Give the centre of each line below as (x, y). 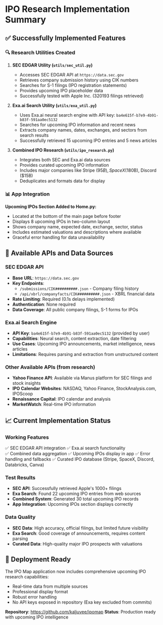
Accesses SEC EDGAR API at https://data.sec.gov (72, 74)
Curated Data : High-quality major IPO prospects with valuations (77, 544)
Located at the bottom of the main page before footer (67, 216)
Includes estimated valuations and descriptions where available (77, 232)
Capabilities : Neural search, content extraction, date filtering (74, 339)
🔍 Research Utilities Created (40, 52)
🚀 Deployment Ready (38, 559)
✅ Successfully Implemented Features (65, 38)
